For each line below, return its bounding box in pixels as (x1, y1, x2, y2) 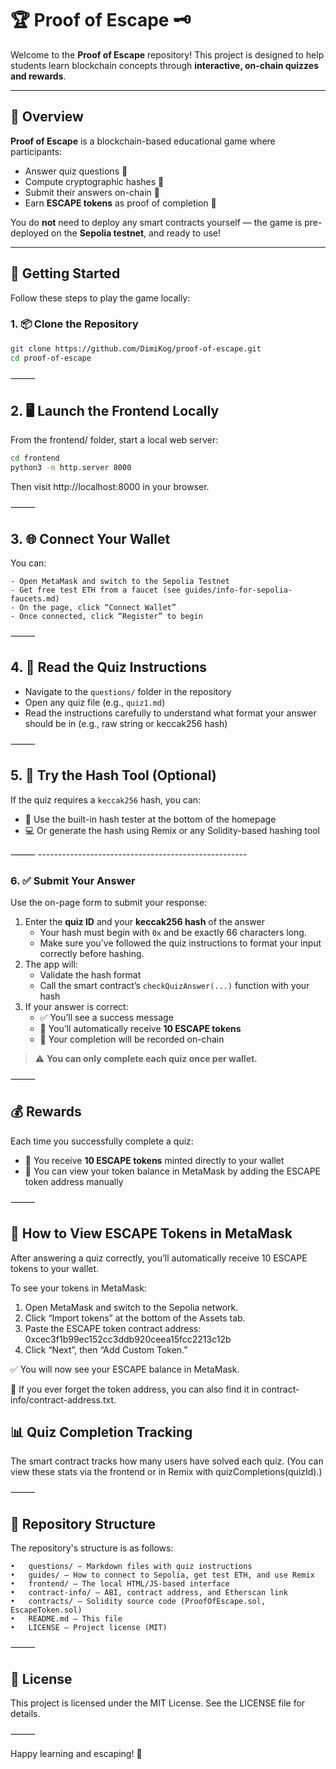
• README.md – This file (10, 1614, 123, 1624)
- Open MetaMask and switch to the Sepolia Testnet (10, 576, 230, 586)
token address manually (24, 1175, 124, 1187)
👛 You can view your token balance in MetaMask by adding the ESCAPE (24, 1165, 322, 1177)
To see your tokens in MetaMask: (10, 1282, 147, 1294)
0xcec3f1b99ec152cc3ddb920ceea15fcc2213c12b (24, 1333, 232, 1345)
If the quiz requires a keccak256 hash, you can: (10, 793, 202, 806)
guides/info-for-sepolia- (184, 585, 293, 595)
